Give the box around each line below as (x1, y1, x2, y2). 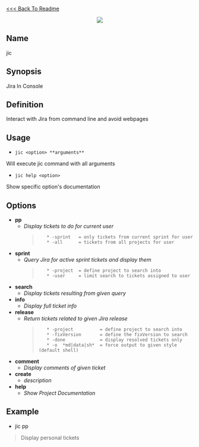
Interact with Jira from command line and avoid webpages (6, 116, 149, 123)
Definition (6, 100, 43, 110)
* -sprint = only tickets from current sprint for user (46, 234, 193, 240)
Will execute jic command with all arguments (6, 160, 115, 167)
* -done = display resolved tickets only (46, 337, 182, 343)
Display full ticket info (23, 302, 77, 309)
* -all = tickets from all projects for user (46, 240, 175, 246)
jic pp (14, 423, 29, 430)
